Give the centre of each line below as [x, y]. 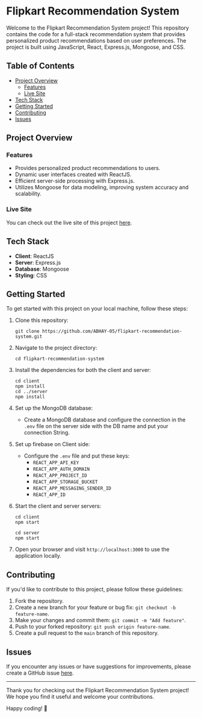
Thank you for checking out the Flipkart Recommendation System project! [98, 690]
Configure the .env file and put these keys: [77, 456]
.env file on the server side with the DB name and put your [96, 426]
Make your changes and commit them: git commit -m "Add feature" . [100, 620]
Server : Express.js [38, 262]
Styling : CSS [31, 275]
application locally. [38, 556]
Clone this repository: [41, 320]
